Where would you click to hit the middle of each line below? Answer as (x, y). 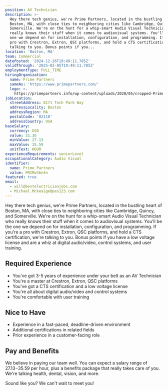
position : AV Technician (31, 10)
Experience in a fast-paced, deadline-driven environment (71, 324)
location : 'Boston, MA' (30, 51)
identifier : (17, 163)
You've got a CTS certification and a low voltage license (70, 286)
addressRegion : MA (29, 112)
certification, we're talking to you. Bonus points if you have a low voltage (80, 237)
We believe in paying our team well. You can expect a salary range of (76, 363)
